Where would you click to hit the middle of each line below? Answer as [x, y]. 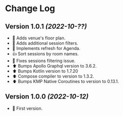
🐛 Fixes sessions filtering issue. [44, 61]
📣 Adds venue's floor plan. [39, 38]
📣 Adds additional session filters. [45, 43]
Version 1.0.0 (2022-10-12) [47, 97]
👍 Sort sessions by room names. [45, 54]
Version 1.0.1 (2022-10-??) [46, 26]
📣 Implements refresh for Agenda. [46, 48]
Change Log [30, 8]
